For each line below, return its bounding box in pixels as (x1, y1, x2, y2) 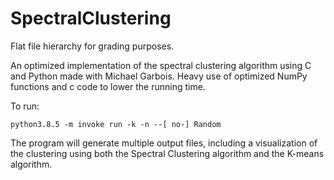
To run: (10, 100, 40, 112)
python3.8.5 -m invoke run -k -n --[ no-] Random (10, 119, 222, 129)
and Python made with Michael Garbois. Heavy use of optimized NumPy (10, 70, 308, 82)
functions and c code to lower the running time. (10, 80, 206, 92)
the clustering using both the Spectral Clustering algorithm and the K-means (10, 147, 325, 159)
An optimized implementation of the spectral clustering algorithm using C (10, 59, 312, 71)
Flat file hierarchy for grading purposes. (10, 40, 175, 52)
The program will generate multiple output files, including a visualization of (10, 137, 318, 149)
